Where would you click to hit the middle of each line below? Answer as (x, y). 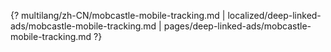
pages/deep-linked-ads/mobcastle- (237, 26)
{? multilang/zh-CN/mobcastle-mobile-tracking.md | (118, 15)
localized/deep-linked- (274, 15)
